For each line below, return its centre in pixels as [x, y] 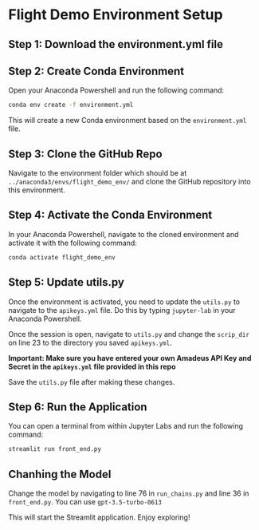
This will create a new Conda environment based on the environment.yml [128, 121]
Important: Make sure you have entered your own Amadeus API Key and [130, 358]
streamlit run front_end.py [55, 449]
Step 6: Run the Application [78, 407]
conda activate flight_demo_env [62, 257]
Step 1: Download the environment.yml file [116, 44]
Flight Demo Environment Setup [116, 15]
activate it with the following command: [73, 243]
